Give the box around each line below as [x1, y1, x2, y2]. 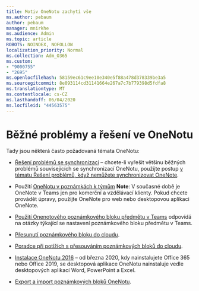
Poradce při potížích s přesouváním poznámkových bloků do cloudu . [14, 242, 183, 250]
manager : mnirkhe [6, 25, 49, 31]
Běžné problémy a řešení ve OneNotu [6, 128, 194, 141]
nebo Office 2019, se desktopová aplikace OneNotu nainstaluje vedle [14, 260, 184, 267]
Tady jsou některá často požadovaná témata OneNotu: [6, 148, 140, 155]
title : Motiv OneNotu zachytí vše [6, 8, 92, 15]
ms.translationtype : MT [6, 86, 65, 92]
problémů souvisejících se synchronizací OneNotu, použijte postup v [14, 165, 183, 172]
